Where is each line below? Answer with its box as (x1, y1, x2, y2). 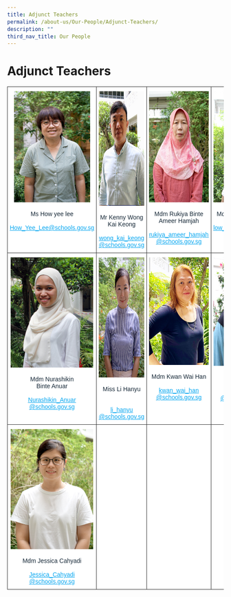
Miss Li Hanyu (102, 386, 141, 393)
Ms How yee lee (30, 210, 74, 218)
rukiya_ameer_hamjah (148, 231, 209, 239)
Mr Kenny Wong (100, 213, 144, 222)
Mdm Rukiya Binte (154, 210, 204, 218)
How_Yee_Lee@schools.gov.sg (10, 224, 95, 232)
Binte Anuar (36, 382, 68, 390)
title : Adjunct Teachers (7, 11, 78, 18)
